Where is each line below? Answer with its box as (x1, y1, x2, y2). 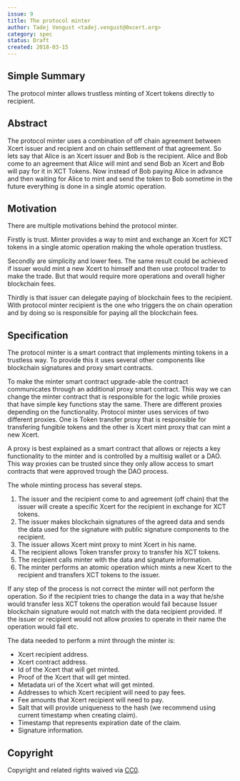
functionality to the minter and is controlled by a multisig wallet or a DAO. (7, 452, 222, 461)
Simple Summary (7, 70, 86, 82)
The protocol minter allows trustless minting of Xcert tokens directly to (7, 89, 214, 97)
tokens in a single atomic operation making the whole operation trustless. (7, 243, 223, 252)
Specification (7, 329, 69, 342)
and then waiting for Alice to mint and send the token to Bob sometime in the (7, 174, 233, 183)
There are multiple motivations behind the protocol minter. (7, 222, 179, 230)
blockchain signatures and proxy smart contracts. (7, 364, 154, 372)
